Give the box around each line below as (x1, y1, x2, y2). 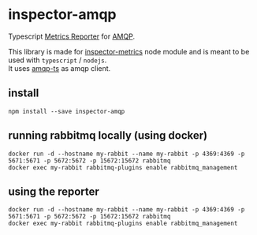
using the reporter (8, 185, 100, 198)
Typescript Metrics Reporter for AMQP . (8, 32, 136, 41)
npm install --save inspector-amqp (8, 107, 125, 115)
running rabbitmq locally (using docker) (8, 129, 207, 143)
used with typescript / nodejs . (8, 55, 107, 65)
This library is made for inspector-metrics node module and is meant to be (8, 47, 250, 56)
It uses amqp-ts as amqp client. (8, 63, 111, 73)
